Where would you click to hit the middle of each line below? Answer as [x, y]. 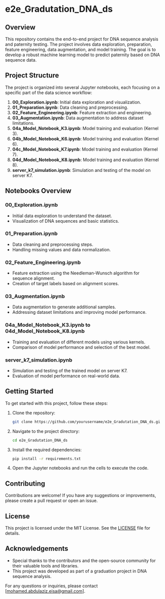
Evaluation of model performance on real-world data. [66, 376]
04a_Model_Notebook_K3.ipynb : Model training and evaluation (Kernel [85, 128]
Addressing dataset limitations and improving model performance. [79, 312]
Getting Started [29, 391]
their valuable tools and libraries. [45, 566]
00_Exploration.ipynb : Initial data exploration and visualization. [77, 102]
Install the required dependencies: [47, 450]
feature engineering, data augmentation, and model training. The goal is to [81, 50]
